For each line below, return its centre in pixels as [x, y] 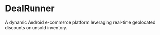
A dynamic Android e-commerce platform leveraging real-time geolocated [80, 22]
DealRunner [30, 9]
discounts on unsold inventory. [36, 27]
